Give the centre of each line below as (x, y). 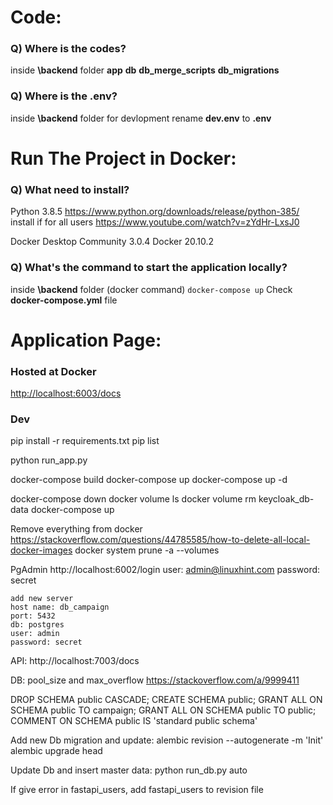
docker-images (41, 550)
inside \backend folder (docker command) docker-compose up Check (151, 289)
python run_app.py (49, 460)
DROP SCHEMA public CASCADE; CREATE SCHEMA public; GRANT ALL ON (166, 700)
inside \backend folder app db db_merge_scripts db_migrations (145, 70)
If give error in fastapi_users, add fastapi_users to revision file (137, 790)
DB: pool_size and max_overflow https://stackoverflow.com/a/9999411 (155, 680)
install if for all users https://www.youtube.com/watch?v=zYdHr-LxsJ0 (155, 222)
